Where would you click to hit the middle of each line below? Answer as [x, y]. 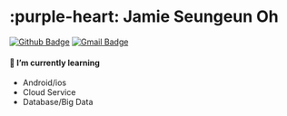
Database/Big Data [58, 102]
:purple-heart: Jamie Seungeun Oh [144, 17]
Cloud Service [49, 92]
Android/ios [44, 82]
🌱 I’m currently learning [54, 63]
